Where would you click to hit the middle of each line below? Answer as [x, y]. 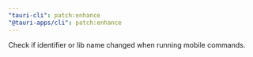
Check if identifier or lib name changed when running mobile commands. [127, 45]
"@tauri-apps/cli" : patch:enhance [65, 23]
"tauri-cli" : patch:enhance [55, 15]
